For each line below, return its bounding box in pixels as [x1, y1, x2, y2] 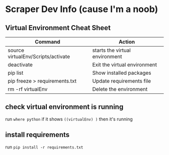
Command [35, 39, 60, 45]
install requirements [5, 130, 70, 139]
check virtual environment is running [5, 103, 124, 111]
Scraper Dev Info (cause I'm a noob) [5, 4, 158, 15]
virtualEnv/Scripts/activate [8, 53, 70, 60]
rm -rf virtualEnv [8, 86, 48, 92]
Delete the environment [92, 86, 148, 92]
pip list [8, 69, 24, 76]
